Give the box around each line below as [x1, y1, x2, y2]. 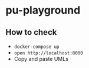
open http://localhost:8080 [14, 50, 83, 56]
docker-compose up [14, 44, 60, 50]
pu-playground [5, 4, 81, 17]
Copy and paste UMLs [14, 56, 69, 62]
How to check [5, 27, 57, 37]
